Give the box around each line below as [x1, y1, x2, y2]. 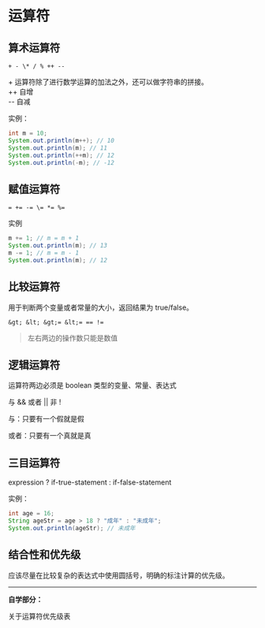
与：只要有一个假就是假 [8, 414, 84, 424]
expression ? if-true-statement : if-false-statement [8, 478, 172, 487]
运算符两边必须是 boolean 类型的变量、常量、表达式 [8, 381, 177, 390]
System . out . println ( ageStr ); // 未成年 [8, 524, 136, 532]
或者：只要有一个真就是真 [8, 431, 91, 440]
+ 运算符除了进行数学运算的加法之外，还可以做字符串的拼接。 [8, 77, 209, 87]
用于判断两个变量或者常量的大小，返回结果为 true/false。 [8, 303, 194, 312]
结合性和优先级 [8, 548, 81, 562]
